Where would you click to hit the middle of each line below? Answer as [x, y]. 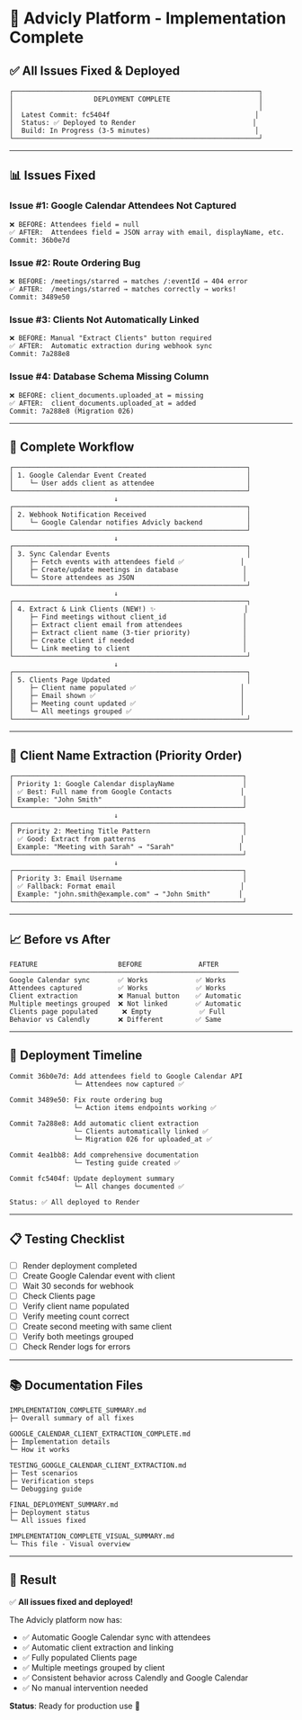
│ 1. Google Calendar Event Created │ [130, 476]
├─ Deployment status [50, 1513]
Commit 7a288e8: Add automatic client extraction [104, 1124]
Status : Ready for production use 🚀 [75, 1706]
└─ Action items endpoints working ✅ [145, 1107]
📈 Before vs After [60, 939]
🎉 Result [33, 1580]
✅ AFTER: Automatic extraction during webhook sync [111, 346]
